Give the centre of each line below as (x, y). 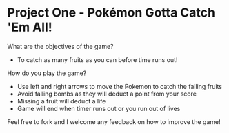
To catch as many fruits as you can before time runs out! (97, 59)
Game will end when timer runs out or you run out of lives (99, 108)
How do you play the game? (47, 73)
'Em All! (30, 27)
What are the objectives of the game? (60, 46)
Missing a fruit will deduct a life (61, 101)
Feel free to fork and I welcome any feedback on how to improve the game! (114, 121)
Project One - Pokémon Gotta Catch (111, 13)
